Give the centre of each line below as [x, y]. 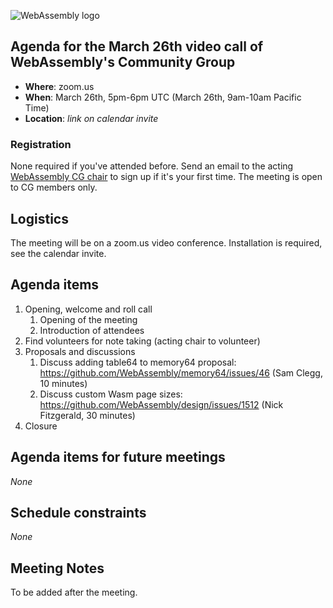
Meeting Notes [57, 568]
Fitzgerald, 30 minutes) [87, 415]
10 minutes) [63, 383]
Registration [41, 144]
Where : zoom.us [59, 86]
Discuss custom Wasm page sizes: [111, 394]
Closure [41, 426]
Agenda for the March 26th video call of [137, 46]
